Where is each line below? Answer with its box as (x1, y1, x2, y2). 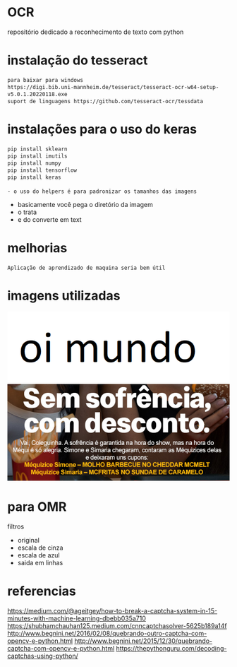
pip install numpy (7, 160, 61, 167)
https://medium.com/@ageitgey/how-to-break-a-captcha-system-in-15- (7, 606, 217, 615)
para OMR (7, 499, 67, 515)
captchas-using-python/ (7, 651, 79, 660)
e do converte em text (17, 215, 83, 223)
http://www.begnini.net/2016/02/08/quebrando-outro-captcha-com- (7, 629, 207, 637)
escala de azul (17, 550, 60, 559)
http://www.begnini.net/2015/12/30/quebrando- (73, 637, 213, 645)
